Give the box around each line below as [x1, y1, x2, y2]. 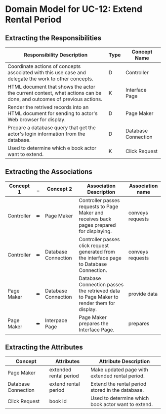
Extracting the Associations [5, 167, 92, 176]
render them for [79, 300, 115, 307]
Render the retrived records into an [7, 104, 89, 110]
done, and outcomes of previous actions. [7, 96, 103, 103]
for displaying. [79, 228, 112, 235]
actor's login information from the [7, 130, 85, 137]
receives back [79, 215, 112, 222]
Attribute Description [99, 358, 150, 364]
